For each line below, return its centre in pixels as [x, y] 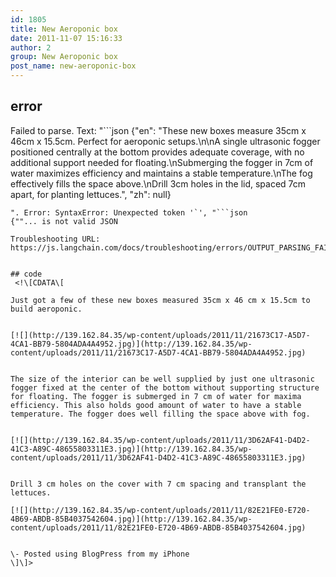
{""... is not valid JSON [64, 221]
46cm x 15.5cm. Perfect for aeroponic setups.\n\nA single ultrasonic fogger [165, 141]
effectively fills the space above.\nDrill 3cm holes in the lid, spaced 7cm [158, 183]
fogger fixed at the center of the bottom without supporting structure [165, 387]
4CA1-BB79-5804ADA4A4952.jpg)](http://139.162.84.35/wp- [131, 344]
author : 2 [31, 47]
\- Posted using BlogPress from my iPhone [100, 554]
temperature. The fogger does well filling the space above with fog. [160, 414]
